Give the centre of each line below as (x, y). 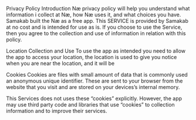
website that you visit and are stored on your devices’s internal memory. (93, 87)
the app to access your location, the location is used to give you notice (92, 57)
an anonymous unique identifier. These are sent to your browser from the (94, 81)
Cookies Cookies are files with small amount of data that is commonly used (97, 75)
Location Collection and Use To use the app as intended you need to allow (96, 51)
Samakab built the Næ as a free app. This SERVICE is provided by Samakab (97, 21)
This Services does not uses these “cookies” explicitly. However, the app (94, 98)
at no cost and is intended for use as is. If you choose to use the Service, (94, 27)
